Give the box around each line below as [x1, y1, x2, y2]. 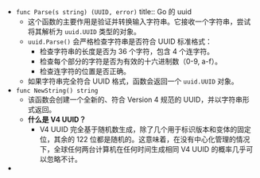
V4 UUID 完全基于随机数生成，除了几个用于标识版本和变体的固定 [39, 125, 252, 133]
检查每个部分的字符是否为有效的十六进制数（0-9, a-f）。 [39, 56, 223, 66]
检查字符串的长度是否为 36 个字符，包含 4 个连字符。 [39, 47, 215, 56]
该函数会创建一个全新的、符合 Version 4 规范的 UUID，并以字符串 [27, 95, 243, 104]
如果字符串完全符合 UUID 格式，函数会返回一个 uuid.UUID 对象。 [27, 76, 239, 86]
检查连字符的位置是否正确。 [39, 67, 131, 75]
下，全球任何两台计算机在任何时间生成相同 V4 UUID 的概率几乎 [39, 145, 246, 153]
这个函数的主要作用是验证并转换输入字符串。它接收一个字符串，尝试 [27, 17, 251, 26]
